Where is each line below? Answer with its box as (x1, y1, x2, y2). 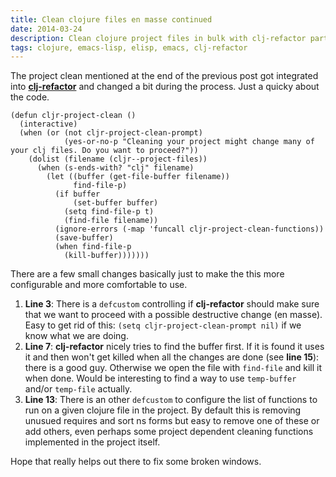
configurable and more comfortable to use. (10, 279, 188, 291)
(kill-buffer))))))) (63, 251, 150, 261)
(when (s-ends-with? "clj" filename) (36, 163, 195, 173)
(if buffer (54, 189, 101, 200)
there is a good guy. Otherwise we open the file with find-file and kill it (24, 362, 322, 374)
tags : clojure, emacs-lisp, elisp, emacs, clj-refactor (10, 42, 248, 53)
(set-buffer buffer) (73, 198, 159, 208)
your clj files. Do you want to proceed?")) (10, 146, 199, 156)
